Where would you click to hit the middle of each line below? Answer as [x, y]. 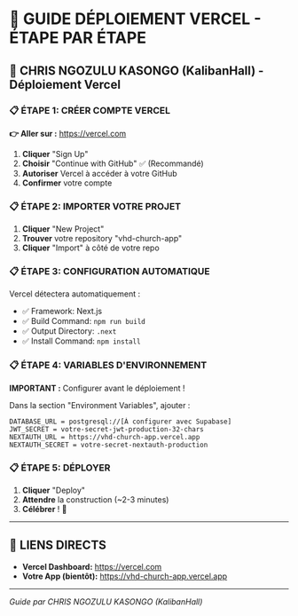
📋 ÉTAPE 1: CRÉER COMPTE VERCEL [90, 110]
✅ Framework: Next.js [62, 312]
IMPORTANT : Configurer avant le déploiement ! [97, 388]
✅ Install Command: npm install [81, 341]
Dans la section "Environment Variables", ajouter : [100, 405]
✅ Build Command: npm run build [84, 321]
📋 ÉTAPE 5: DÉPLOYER [60, 468]
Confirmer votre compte [67, 183]
